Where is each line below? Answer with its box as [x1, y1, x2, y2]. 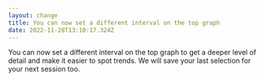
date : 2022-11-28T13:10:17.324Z [8, 26, 114, 34]
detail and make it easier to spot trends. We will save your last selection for [8, 56, 251, 65]
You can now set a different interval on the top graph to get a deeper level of [8, 48, 257, 57]
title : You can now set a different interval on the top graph [8, 19, 221, 27]
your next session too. [8, 64, 80, 74]
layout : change [8, 11, 58, 20]
